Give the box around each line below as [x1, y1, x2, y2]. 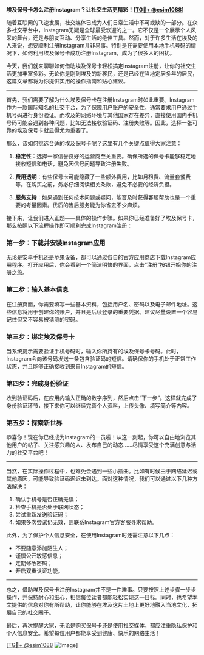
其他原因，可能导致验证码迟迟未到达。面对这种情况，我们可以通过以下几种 [6, 475, 192, 483]
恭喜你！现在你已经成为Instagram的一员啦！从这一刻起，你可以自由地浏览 [6, 434, 191, 441]
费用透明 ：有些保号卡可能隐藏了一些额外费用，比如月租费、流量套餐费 [15, 173, 191, 180]
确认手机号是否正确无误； [15, 496, 80, 503]
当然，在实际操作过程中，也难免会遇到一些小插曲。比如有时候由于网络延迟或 [6, 467, 198, 475]
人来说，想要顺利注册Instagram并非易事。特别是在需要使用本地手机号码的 [6, 42, 191, 49]
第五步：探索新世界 [6, 419, 63, 427]
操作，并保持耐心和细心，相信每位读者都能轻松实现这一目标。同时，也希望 [6, 593, 192, 601]
